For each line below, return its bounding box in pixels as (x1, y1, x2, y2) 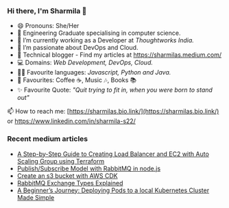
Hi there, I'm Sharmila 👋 (7, 6, 87, 16)
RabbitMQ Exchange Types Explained (16, 179, 123, 187)
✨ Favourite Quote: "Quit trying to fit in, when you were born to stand (16, 86, 213, 94)
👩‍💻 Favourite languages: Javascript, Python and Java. (16, 68, 171, 77)
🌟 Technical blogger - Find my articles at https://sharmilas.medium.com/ (16, 51, 221, 59)
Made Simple (16, 193, 55, 201)
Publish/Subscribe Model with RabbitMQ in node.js (16, 164, 161, 172)
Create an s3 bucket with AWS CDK (16, 171, 118, 180)
